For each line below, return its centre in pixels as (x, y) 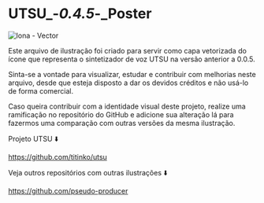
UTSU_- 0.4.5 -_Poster (80, 14)
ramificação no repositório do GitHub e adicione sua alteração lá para (121, 114)
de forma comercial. (41, 90)
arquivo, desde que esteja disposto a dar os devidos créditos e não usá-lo (128, 83)
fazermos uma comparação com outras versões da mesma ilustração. (122, 123)
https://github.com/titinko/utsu (58, 157)
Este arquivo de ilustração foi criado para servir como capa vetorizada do (127, 50)
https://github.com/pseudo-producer (68, 190)
